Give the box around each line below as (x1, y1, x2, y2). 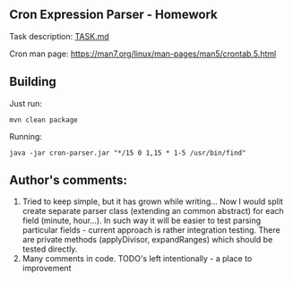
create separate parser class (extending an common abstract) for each (22, 206, 284, 217)
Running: (9, 131, 43, 141)
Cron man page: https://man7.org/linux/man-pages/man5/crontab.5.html (9, 48, 277, 59)
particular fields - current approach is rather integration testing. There (22, 225, 280, 235)
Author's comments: (9, 173, 128, 188)
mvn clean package (9, 115, 78, 124)
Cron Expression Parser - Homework (9, 7, 218, 22)
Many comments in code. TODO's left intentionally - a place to (22, 253, 253, 264)
